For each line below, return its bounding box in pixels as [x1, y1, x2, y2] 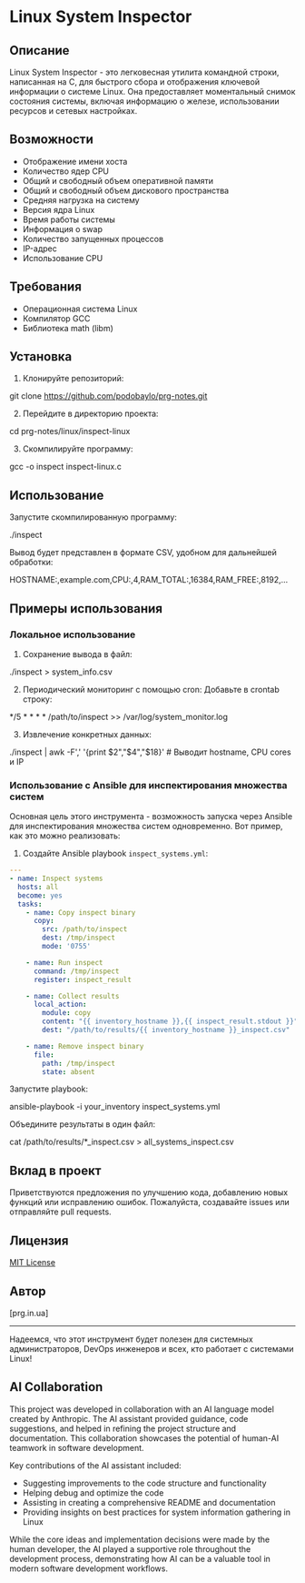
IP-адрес [22, 243, 57, 254]
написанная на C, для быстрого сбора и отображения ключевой [9, 76, 261, 87]
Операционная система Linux [22, 303, 138, 314]
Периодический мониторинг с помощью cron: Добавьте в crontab [22, 684, 280, 695]
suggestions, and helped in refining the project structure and [9, 1423, 237, 1434]
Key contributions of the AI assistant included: [9, 1459, 182, 1471]
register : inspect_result [33, 975, 132, 984]
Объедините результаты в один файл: [9, 1119, 156, 1130]
